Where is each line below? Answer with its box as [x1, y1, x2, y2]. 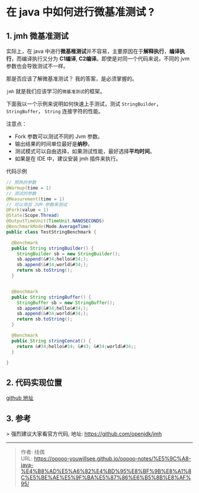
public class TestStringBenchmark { [6, 229, 97, 235]
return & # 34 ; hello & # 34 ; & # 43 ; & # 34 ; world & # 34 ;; [17, 343, 137, 350]
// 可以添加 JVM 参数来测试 [6, 201, 68, 207]
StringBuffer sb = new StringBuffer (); [17, 300, 115, 306]
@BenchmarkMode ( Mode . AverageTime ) [6, 223, 92, 229]
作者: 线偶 [20, 449, 45, 455]
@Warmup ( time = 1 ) [6, 185, 52, 191]
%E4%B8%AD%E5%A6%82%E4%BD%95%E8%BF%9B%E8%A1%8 [20, 468, 191, 475]
